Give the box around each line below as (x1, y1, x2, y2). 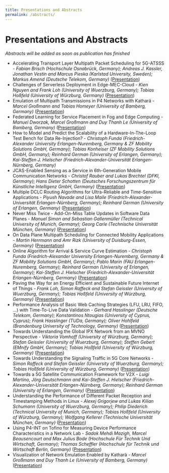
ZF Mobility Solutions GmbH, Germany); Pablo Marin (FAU (12, 258, 134, 265)
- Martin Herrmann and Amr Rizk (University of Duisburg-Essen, (12, 237, 147, 243)
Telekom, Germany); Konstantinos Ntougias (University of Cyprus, (12, 312, 151, 319)
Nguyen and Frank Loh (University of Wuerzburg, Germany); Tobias (12, 87, 154, 93)
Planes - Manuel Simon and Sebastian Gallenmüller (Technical (12, 216, 143, 222)
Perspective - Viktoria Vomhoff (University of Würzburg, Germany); (12, 334, 153, 340)
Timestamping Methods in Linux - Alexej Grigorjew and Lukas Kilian (12, 398, 154, 404)
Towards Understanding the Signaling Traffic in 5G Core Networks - (12, 355, 154, 361)
